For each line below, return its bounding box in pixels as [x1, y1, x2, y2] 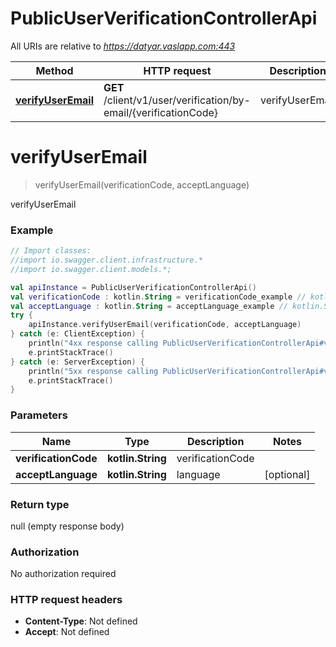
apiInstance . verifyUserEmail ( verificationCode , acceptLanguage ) [28, 320, 302, 330]
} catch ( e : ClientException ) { [10, 329, 145, 339]
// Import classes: [10, 246, 92, 256]
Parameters [10, 408, 68, 422]
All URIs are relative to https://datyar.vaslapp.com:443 [10, 40, 236, 52]
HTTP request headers [10, 593, 123, 607]
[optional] [264, 467, 311, 481]
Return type [10, 497, 70, 511]
